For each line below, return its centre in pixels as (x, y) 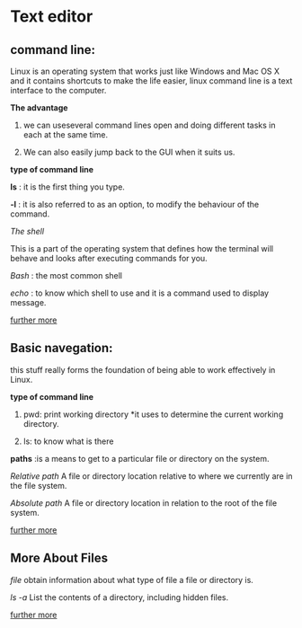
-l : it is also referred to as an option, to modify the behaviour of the (135, 204)
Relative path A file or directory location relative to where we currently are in (151, 476)
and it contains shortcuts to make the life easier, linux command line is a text (151, 81)
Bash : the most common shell (66, 275)
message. (28, 302)
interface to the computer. (58, 90)
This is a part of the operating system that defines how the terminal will (142, 248)
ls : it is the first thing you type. (67, 187)
